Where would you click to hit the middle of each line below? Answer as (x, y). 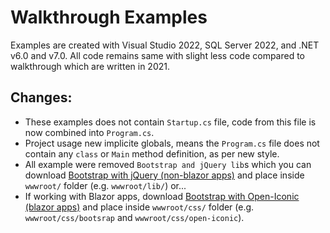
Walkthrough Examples (109, 17)
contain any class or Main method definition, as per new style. (152, 153)
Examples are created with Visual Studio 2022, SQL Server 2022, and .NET (165, 45)
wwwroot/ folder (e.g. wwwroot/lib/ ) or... (105, 185)
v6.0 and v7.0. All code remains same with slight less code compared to (158, 55)
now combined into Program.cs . (89, 132)
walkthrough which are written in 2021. (90, 66)
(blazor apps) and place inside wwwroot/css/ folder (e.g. (139, 207)
